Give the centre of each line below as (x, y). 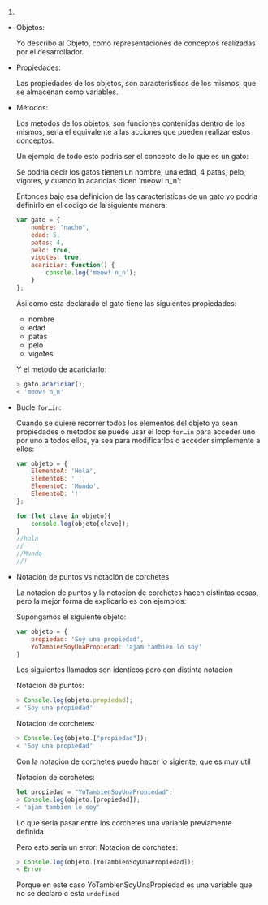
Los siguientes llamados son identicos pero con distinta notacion (124, 670)
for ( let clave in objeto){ (63, 516)
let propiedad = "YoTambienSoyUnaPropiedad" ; (94, 792)
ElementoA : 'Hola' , (64, 471)
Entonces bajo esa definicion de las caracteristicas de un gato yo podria (137, 196)
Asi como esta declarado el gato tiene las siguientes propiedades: (126, 303)
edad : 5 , (46, 235)
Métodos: (32, 108)
